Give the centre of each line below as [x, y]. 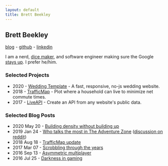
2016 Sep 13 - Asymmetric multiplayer [52, 153]
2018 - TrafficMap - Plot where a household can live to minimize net [83, 92]
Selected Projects [27, 75]
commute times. [29, 97]
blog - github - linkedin [29, 47]
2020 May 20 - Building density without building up [66, 126]
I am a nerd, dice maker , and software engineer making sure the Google [79, 57]
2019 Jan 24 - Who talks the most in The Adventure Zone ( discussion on [88, 131]
